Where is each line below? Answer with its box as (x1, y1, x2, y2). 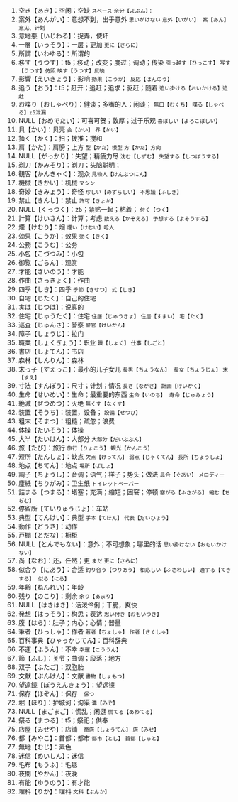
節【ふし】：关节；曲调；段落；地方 (18, 654, 121, 662)
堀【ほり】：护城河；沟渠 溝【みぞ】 (18, 698, 119, 707)
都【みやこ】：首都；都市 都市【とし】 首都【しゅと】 (18, 734, 162, 742)
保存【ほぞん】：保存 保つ (18, 690, 95, 698)
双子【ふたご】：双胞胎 (18, 663, 84, 671)
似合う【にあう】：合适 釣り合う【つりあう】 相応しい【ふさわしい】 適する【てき (18, 565, 232, 573)
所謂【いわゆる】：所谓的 (18, 49, 91, 58)
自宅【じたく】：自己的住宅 (18, 294, 96, 302)
